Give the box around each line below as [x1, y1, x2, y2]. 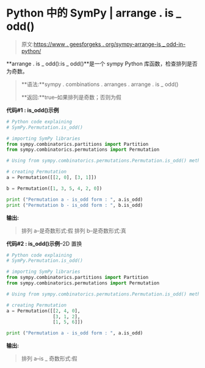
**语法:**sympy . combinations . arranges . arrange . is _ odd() [21, 81, 179, 88]
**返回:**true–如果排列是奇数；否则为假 [21, 93, 122, 101]
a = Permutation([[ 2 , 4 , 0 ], [6, 308, 81, 314]
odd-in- [166, 40, 186, 48]
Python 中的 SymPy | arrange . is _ [6, 6, 182, 20]
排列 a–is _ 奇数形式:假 [21, 355, 77, 363]
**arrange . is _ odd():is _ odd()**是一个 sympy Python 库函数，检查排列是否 [6, 60, 198, 67]
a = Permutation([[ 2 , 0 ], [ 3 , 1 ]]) [6, 175, 97, 181]
